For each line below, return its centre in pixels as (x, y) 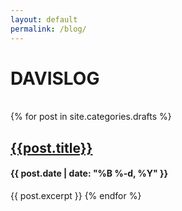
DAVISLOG (55, 78)
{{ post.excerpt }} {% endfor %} (76, 196)
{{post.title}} (51, 147)
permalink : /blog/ (48, 29)
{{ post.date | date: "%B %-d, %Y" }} (89, 173)
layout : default (44, 19)
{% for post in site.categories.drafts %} (91, 117)
